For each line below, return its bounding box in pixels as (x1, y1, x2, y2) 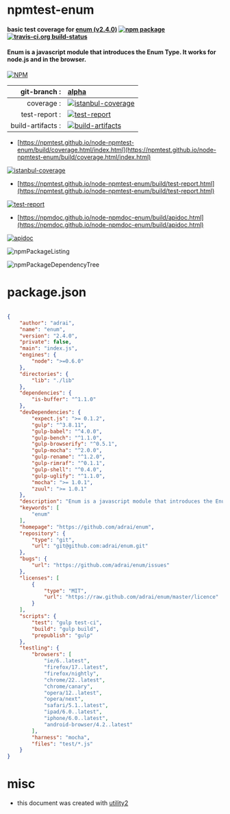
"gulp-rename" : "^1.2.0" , (31, 453, 106, 461)
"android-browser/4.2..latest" (43, 721, 133, 728)
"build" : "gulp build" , (31, 625, 99, 632)
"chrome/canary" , (43, 683, 94, 690)
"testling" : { (19, 645, 60, 651)
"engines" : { (19, 352, 57, 359)
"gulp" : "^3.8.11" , (31, 421, 88, 429)
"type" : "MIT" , (43, 587, 88, 595)
